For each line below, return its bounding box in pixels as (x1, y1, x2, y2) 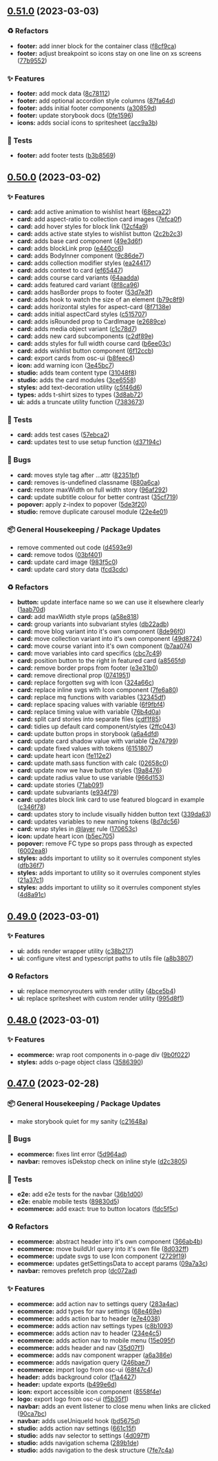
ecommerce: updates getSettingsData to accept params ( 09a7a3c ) (17, 1259, 208, 1268)
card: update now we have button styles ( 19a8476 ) (17, 766, 162, 775)
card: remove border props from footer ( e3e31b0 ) (17, 664, 159, 672)
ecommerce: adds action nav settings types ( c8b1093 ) (17, 1321, 173, 1329)
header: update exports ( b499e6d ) (17, 1380, 117, 1388)
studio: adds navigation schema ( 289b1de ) (17, 1438, 140, 1447)
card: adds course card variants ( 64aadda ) (17, 273, 140, 282)
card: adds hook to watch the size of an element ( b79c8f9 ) (17, 295, 185, 304)
